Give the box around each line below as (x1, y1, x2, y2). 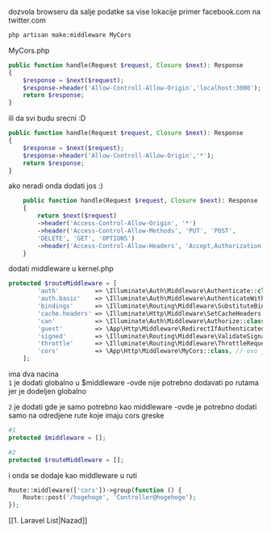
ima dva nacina (8, 369, 59, 379)
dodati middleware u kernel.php (8, 264, 115, 274)
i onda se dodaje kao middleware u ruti (8, 470, 137, 480)
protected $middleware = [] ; (8, 434, 106, 442)
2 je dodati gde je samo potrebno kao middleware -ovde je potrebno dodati (8, 402, 257, 411)
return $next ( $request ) (37, 212, 117, 220)
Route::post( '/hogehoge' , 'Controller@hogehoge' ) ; (23, 493, 197, 502)
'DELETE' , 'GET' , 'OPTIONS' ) (37, 234, 135, 242)
